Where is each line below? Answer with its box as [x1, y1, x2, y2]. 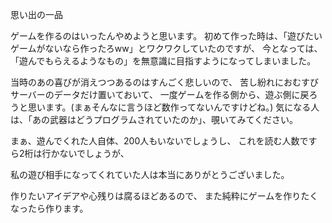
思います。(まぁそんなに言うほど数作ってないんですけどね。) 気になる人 [27, 101, 320, 113]
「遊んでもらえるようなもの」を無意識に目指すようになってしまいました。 [10, 55, 317, 67]
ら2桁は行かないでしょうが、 [10, 148, 130, 159]
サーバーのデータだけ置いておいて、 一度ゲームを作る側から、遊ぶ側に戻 [10, 89, 310, 100]
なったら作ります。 [10, 203, 89, 214]
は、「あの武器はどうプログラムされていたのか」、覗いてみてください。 [10, 114, 299, 125]
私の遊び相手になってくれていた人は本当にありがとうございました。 [10, 169, 290, 180]
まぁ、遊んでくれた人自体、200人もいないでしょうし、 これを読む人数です [10, 135, 318, 147]
